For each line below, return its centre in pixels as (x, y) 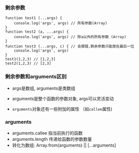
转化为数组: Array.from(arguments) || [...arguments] (64, 145)
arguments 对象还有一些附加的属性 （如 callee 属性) (62, 109)
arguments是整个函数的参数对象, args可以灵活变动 (63, 98)
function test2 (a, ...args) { (37, 32)
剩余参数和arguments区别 (36, 76)
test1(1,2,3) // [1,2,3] (30, 59)
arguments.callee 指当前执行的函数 (47, 133)
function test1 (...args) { (34, 18)
